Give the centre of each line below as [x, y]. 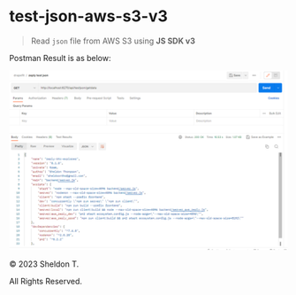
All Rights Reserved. [46, 281]
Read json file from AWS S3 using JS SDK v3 [113, 41]
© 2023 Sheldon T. [44, 264]
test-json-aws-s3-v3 [88, 16]
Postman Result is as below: [60, 58]
